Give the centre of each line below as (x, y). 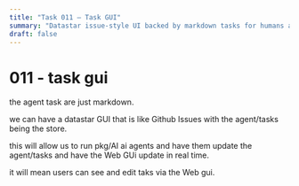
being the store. (38, 128)
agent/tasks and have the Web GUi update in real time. (109, 155)
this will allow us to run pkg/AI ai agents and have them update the (131, 146)
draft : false (33, 34)
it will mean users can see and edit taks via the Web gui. (112, 173)
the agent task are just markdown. (72, 102)
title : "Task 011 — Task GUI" (65, 17)
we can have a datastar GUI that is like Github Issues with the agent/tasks (144, 120)
